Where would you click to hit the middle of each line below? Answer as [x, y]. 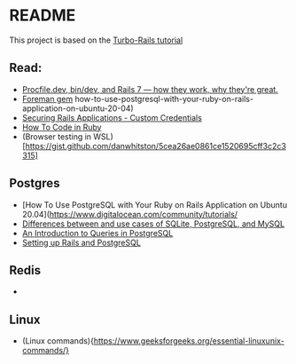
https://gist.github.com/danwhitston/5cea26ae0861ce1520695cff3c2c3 [156, 146]
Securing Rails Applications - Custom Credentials [112, 117]
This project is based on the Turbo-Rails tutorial [96, 40]
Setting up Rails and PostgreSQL [82, 242]
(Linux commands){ [58, 341]
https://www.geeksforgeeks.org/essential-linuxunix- [189, 341]
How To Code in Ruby [62, 127]
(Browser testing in [56, 136]
